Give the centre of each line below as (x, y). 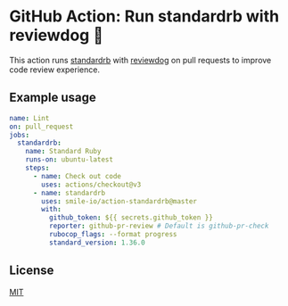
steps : (37, 168)
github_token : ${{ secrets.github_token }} (131, 218)
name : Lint (29, 118)
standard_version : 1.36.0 (97, 243)
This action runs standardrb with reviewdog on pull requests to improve (140, 60)
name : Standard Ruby (63, 152)
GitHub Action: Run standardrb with (144, 17)
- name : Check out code (77, 176)
